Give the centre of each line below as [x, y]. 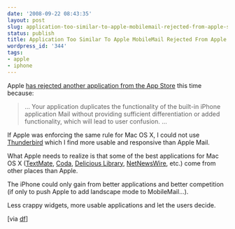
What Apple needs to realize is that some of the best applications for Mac [113, 156]
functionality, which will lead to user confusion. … [96, 121]
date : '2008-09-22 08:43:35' [50, 14]
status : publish [31, 33]
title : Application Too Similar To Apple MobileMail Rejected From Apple [117, 40]
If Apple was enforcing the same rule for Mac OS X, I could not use [104, 135]
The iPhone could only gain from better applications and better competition [115, 184]
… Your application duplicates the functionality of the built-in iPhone [122, 106]
